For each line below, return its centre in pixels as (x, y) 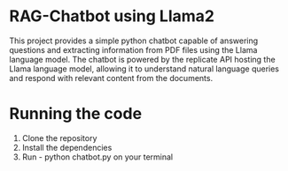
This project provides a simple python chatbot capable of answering (134, 41)
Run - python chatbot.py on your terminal (97, 157)
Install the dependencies (67, 147)
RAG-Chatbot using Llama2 (112, 16)
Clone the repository (59, 138)
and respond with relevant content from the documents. (111, 78)
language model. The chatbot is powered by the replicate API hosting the (143, 59)
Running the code (76, 114)
